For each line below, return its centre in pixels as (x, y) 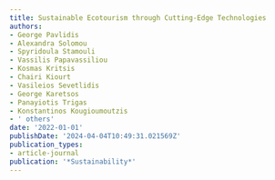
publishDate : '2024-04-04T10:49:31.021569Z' (95, 136)
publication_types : (46, 145)
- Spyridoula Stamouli (52, 52)
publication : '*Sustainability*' (73, 161)
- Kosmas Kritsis (42, 69)
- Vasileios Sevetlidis (55, 85)
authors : (26, 26)
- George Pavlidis (44, 35)
